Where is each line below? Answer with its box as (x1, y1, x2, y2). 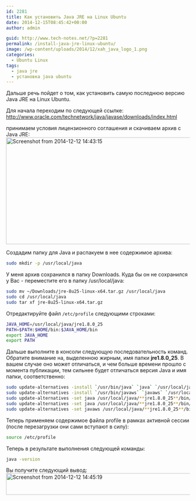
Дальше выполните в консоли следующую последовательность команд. (6, 348, 188, 355)
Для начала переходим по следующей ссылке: (6, 107, 124, 114)
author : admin (6, 25, 41, 31)
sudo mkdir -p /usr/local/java (6, 260, 82, 266)
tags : (6, 63, 19, 68)
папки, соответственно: (6, 373, 65, 380)
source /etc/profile (6, 434, 57, 440)
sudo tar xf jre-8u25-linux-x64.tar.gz (6, 299, 103, 305)
